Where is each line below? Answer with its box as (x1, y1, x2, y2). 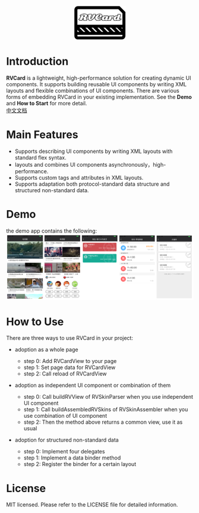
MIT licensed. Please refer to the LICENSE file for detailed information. (6, 501, 178, 508)
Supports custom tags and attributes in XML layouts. (14, 174, 144, 181)
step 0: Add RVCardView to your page (23, 358, 117, 365)
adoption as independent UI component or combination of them (14, 381, 171, 389)
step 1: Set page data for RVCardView (23, 364, 116, 371)
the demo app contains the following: (6, 227, 97, 234)
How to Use (6, 315, 64, 329)
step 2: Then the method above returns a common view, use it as (23, 418, 183, 426)
